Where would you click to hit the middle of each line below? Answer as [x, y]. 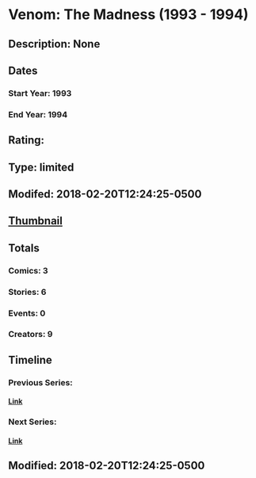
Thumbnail [36, 221]
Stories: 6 [27, 292]
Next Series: [32, 422]
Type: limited [41, 167]
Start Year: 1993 [40, 93]
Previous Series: [40, 382]
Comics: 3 [29, 270]
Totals [24, 248]
